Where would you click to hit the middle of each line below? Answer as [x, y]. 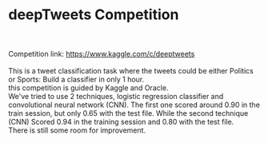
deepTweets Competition [94, 15]
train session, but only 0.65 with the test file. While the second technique [128, 113]
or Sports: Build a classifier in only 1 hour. [76, 79]
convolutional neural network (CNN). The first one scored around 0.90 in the [134, 105]
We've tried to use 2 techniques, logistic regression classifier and [116, 96]
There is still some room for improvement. [77, 130]
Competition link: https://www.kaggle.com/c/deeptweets [102, 54]
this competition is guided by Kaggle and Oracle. [88, 87]
